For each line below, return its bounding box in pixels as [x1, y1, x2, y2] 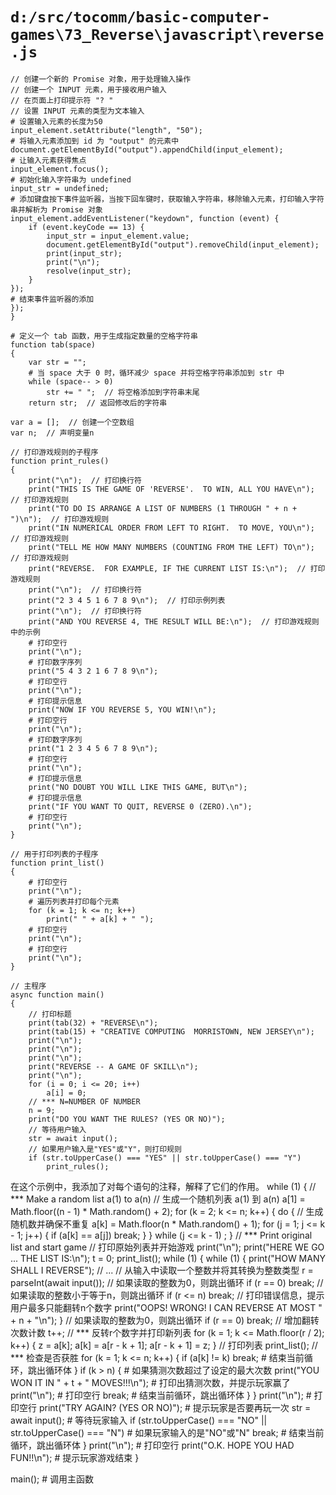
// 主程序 [10, 981, 47, 991]
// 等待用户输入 [28, 1124, 87, 1135]
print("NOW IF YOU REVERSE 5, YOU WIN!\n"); [28, 704, 217, 715]
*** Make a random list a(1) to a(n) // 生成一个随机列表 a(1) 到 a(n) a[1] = [10, 1193, 306, 1205]
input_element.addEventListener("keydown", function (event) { [10, 213, 280, 223]
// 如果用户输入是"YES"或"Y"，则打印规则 [28, 1144, 182, 1154]
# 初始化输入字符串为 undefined [10, 174, 132, 185]
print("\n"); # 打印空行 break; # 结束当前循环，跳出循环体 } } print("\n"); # [10, 1389, 312, 1401]
